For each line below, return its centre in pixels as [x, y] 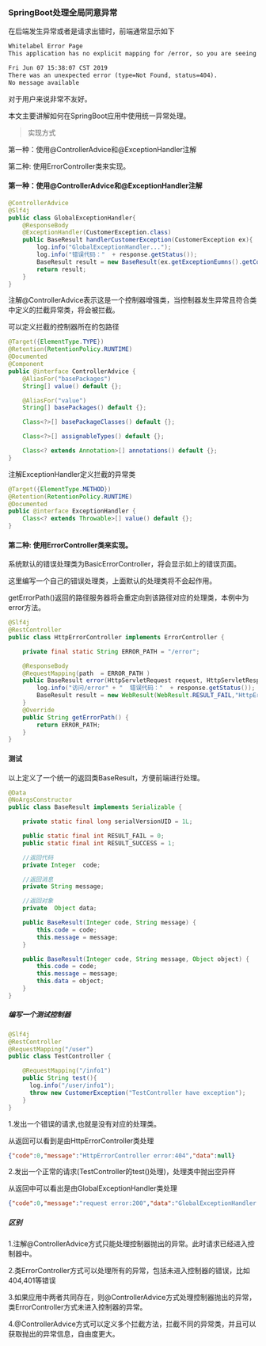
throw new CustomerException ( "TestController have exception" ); [137, 1092]
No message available [44, 82]
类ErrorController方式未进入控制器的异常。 [78, 1307]
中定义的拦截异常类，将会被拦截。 [64, 310]
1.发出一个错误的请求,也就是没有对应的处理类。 [84, 1123]
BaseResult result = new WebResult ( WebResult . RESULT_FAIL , [136, 696]
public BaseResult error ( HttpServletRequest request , [113, 681]
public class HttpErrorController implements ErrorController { [116, 637]
